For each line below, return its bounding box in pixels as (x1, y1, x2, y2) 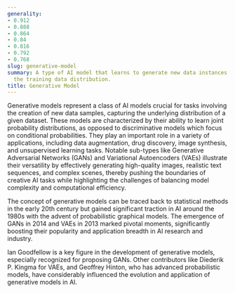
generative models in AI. (7, 278, 78, 287)
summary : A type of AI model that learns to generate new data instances (7, 69, 228, 76)
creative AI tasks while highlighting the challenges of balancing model (7, 176, 209, 185)
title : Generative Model (7, 82, 80, 89)
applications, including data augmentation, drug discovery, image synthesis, (7, 138, 227, 148)
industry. (7, 235, 33, 243)
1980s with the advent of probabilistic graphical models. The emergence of (7, 212, 224, 221)
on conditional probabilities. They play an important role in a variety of (7, 131, 210, 140)
